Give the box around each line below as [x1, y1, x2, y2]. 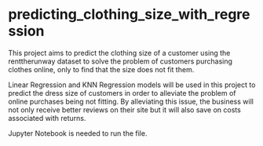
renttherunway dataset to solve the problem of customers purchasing [8, 57, 233, 66]
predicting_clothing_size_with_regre [8, 5, 250, 24]
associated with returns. [8, 113, 86, 122]
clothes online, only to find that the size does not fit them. [8, 64, 195, 74]
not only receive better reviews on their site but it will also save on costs [8, 104, 241, 115]
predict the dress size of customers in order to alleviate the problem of [8, 88, 236, 97]
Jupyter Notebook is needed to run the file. [8, 128, 148, 138]
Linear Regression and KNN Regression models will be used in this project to [8, 80, 256, 89]
